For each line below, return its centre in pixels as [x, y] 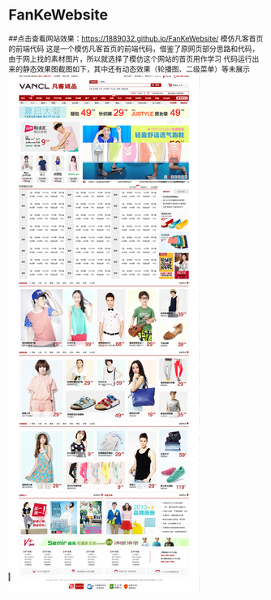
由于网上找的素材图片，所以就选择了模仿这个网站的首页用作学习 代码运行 [130, 58]
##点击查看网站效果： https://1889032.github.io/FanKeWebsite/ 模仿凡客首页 [136, 38]
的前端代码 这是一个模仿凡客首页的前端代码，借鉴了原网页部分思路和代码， [134, 48]
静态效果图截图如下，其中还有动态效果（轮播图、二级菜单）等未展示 [136, 69]
